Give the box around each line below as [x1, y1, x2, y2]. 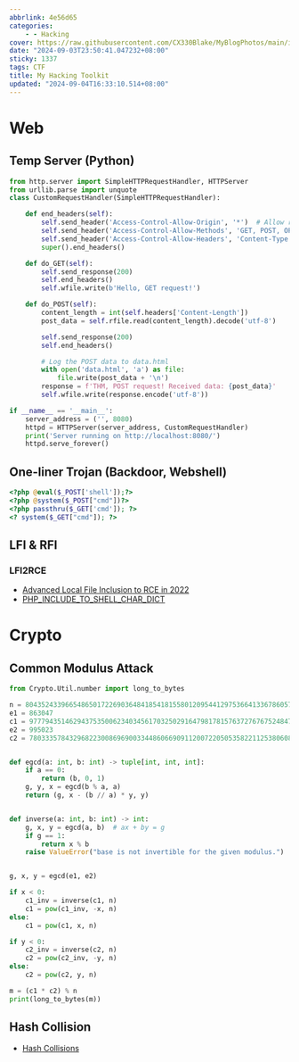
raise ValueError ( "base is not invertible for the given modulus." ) [25, 848, 285, 857]
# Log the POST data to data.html [41, 357, 169, 366]
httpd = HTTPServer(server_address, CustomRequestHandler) [25, 423, 249, 432]
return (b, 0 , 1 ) [41, 774, 105, 784]
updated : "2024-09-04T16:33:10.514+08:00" [9, 79, 169, 88]
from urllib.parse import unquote [9, 185, 138, 195]
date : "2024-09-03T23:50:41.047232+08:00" [9, 46, 169, 55]
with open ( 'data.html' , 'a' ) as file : [41, 365, 185, 375]
